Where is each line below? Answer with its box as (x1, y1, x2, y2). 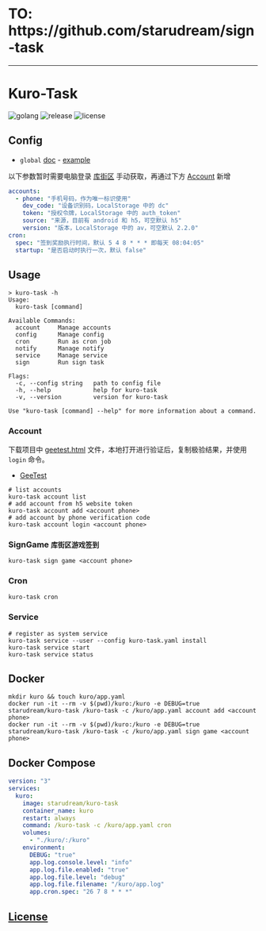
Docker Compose (8, 756, 97, 770)
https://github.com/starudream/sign (8, 21, 255, 40)
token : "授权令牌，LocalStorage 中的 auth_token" (22, 210, 181, 217)
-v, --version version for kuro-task (15, 394, 169, 402)
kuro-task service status (8, 650, 93, 659)
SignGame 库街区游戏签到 (8, 539, 100, 550)
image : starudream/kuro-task (22, 799, 119, 807)
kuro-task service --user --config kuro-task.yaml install (8, 637, 207, 644)
